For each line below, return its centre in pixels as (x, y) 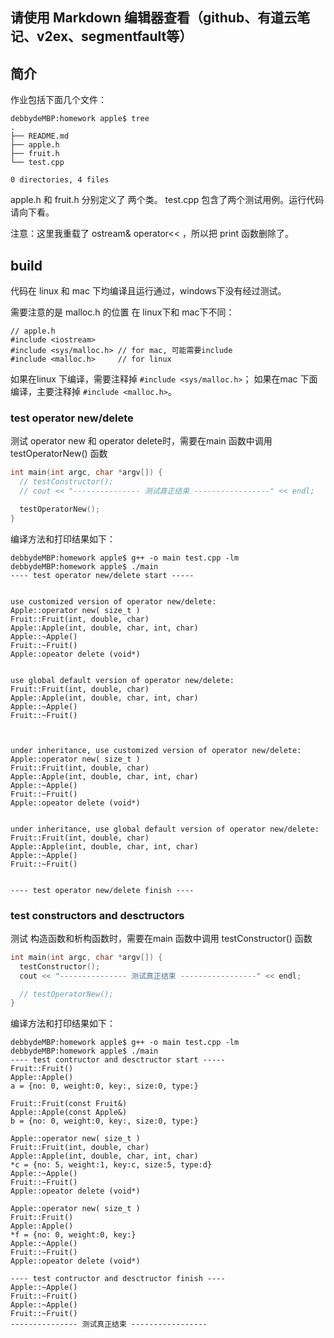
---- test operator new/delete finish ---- (102, 890)
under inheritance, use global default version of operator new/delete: (165, 829)
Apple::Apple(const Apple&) (69, 1113)
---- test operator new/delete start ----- (102, 575)
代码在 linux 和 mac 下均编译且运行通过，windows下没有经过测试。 (148, 291)
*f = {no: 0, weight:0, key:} (73, 1235)
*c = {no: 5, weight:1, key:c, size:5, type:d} (111, 1165)
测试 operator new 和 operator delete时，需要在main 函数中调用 (141, 441)
